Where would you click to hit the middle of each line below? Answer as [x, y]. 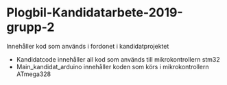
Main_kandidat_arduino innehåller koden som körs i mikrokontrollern [113, 66]
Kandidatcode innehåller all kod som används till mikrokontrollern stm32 [118, 59]
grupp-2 [31, 27]
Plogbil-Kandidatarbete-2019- [95, 13]
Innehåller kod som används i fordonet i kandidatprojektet [88, 46]
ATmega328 [34, 74]
